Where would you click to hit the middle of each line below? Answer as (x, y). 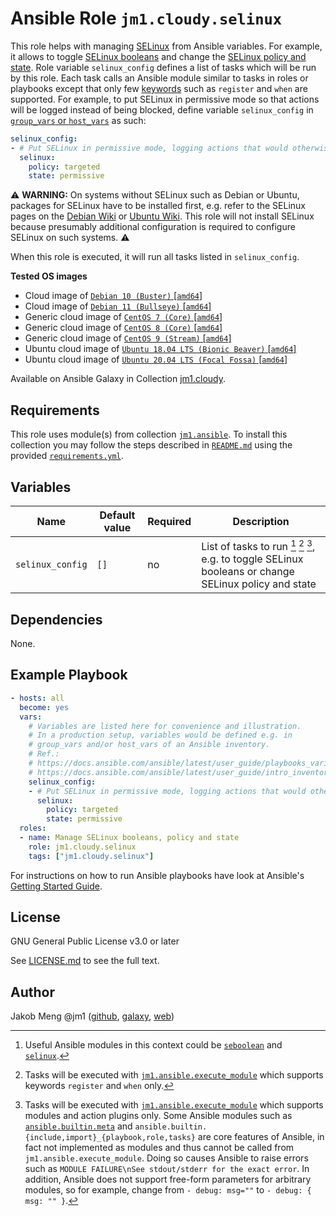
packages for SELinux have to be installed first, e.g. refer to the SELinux (158, 206)
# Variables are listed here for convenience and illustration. (165, 726)
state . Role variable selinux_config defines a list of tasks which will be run (163, 67)
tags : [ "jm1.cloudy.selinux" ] (91, 856)
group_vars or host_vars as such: (78, 120)
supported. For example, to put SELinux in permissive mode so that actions (165, 99)
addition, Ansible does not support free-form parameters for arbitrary (168, 1179)
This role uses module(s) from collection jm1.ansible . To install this (149, 434)
